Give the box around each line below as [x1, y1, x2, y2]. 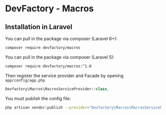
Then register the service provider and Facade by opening [5, 73, 124, 78]
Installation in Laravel [5, 23, 73, 31]
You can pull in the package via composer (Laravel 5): [5, 54, 115, 60]
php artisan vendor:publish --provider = [5, 105, 90, 110]
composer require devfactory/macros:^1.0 [5, 64, 92, 69]
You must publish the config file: [5, 95, 71, 101]
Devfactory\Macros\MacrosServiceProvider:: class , [5, 86, 110, 91]
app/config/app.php [5, 77, 45, 83]
